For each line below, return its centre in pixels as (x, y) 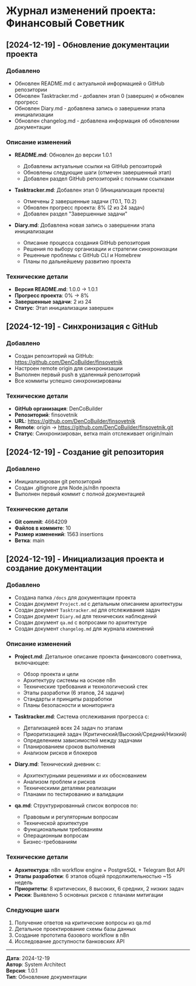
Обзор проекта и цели (51, 674)
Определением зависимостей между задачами (83, 741)
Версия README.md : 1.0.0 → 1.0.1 (56, 289)
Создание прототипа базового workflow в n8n (72, 935)
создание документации (54, 568)
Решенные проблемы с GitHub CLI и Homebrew (82, 255)
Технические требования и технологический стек (85, 687)
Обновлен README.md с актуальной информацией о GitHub (90, 83)
